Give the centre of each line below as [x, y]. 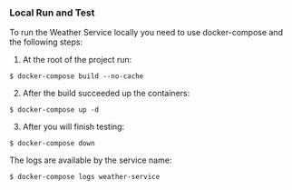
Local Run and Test [52, 13]
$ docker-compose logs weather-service [85, 177]
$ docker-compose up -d [54, 110]
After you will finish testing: [73, 127]
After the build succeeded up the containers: [106, 94]
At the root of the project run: [77, 60]
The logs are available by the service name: [91, 160]
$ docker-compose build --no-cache [77, 76]
